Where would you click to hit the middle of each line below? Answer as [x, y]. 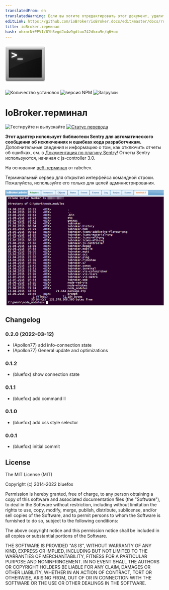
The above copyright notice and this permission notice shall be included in [82, 530]
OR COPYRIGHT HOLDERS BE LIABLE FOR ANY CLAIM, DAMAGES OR [78, 567]
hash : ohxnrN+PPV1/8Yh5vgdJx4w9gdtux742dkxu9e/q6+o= [62, 32]
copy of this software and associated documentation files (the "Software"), [83, 499]
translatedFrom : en [26, 11]
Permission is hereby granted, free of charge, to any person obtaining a [79, 494]
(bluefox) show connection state [46, 374]
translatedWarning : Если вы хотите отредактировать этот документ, [77, 16]
